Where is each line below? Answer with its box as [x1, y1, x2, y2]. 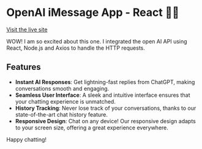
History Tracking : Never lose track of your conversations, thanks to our [15, 104, 196, 112]
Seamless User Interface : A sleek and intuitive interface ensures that [15, 91, 190, 99]
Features [6, 62, 41, 72]
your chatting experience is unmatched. [15, 97, 116, 105]
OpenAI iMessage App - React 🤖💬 [6, 6, 179, 20]
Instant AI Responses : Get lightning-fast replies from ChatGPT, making [15, 78, 195, 85]
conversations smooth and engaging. [15, 85, 110, 92]
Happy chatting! [6, 136, 47, 143]
